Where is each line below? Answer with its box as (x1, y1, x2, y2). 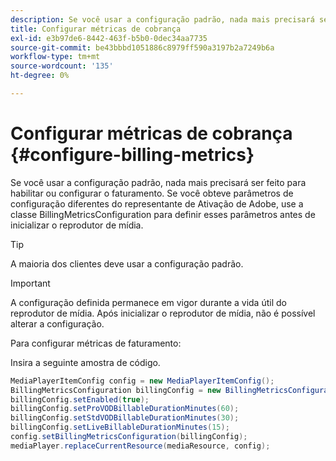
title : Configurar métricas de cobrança (10, 24, 182, 34)
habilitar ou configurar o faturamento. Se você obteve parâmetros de (10, 187, 294, 199)
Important (10, 277, 51, 289)
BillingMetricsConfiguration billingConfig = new (10, 385, 222, 395)
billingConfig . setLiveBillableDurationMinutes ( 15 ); (10, 422, 230, 433)
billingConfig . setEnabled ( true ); (10, 394, 150, 405)
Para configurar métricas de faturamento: (10, 337, 182, 349)
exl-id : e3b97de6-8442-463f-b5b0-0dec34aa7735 (10, 33, 208, 43)
